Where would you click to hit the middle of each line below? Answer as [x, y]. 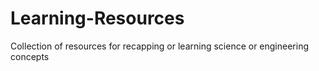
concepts [30, 56]
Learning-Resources [97, 18]
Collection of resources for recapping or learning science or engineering [160, 46]
